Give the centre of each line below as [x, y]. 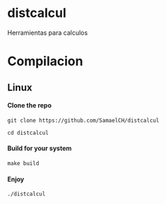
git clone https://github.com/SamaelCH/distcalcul [83, 120]
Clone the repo [29, 106]
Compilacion [45, 61]
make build [23, 163]
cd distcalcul [28, 132]
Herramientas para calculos [48, 33]
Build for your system [40, 148]
